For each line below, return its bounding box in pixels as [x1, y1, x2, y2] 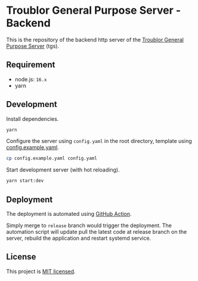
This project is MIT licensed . [6, 267, 76, 275]
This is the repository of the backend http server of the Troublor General [6, 36, 184, 43]
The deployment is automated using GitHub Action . [6, 210, 132, 217]
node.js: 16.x [14, 75, 47, 83]
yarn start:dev [6, 178, 44, 184]
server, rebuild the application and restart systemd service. [6, 234, 151, 242]
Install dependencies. [6, 115, 59, 123]
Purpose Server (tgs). [6, 42, 60, 50]
